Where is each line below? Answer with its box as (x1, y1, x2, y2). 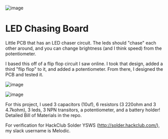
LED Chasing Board (5, 23, 89, 34)
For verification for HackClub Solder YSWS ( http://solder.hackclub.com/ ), (5, 122, 160, 128)
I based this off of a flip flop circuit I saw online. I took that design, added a (5, 61, 163, 67)
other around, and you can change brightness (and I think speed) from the (5, 45, 162, 51)
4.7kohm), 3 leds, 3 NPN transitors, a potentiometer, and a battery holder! (5, 107, 160, 113)
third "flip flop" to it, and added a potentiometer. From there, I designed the (5, 66, 163, 72)
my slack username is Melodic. (5, 127, 71, 133)
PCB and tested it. (5, 71, 44, 77)
